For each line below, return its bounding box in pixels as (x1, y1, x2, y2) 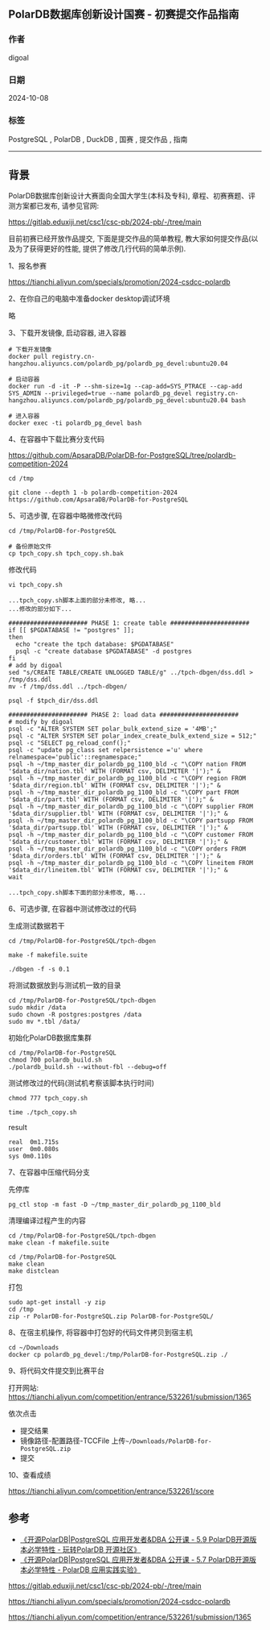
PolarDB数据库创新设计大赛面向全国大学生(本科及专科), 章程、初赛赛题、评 (8, 191, 256, 201)
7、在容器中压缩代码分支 (8, 1167, 90, 1177)
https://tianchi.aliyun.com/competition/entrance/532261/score (8, 1487, 215, 1496)
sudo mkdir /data (8, 1004, 67, 1012)
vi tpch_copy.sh (8, 581, 63, 589)
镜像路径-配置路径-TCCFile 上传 (19, 1436, 126, 1445)
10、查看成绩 (8, 1470, 51, 1480)
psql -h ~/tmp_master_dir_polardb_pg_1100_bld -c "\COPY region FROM (8, 775, 247, 783)
